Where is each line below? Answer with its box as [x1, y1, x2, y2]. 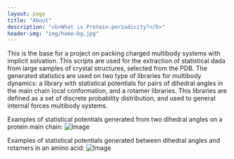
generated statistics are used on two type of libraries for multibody [7, 72, 202, 80]
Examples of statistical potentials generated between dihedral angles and [7, 136, 221, 145]
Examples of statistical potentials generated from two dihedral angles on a [7, 115, 223, 124]
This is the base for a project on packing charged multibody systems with [7, 49, 221, 58]
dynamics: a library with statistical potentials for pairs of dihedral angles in [7, 79, 223, 88]
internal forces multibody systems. [7, 101, 108, 110]
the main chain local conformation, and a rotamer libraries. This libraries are [7, 87, 228, 95]
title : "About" [7, 17, 52, 24]
